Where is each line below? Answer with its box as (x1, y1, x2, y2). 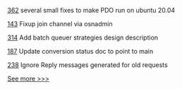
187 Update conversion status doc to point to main (7, 47, 154, 55)
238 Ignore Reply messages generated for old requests (7, 61, 168, 69)
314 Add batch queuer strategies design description (7, 33, 159, 42)
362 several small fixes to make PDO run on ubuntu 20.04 (7, 6, 176, 14)
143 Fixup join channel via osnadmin (7, 20, 113, 28)
